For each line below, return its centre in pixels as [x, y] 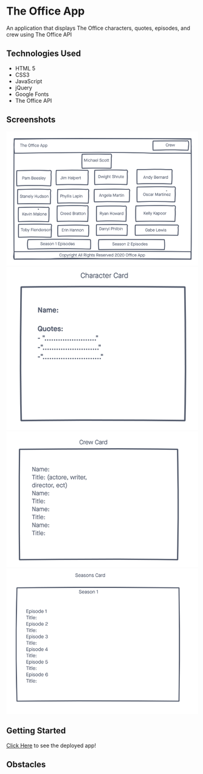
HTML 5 [25, 68]
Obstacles [26, 764]
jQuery [23, 88]
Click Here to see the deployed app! [51, 745]
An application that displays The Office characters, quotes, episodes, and [98, 28]
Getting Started [36, 731]
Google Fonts [32, 94]
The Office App [46, 11]
